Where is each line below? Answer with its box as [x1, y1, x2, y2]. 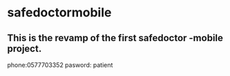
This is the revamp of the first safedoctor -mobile [7, 32, 223, 44]
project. [7, 42, 42, 54]
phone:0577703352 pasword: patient [7, 61, 113, 69]
